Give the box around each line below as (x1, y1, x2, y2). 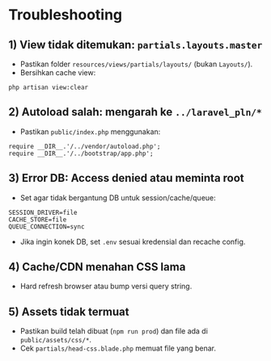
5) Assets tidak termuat (8, 304, 129, 318)
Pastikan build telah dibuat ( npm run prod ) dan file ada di (19, 326, 209, 336)
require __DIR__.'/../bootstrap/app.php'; (8, 149, 154, 157)
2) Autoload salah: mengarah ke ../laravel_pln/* (8, 105, 263, 119)
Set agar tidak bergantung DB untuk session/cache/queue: (19, 192, 216, 203)
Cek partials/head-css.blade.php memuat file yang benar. (19, 343, 217, 353)
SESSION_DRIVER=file (8, 208, 78, 216)
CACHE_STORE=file (8, 216, 67, 224)
